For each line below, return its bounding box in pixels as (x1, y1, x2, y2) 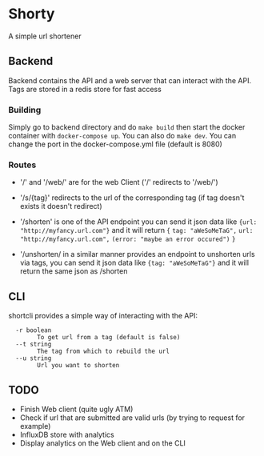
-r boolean (15, 326, 52, 334)
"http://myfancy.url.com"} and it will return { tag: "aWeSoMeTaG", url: (19, 226, 254, 235)
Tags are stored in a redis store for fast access (8, 84, 162, 94)
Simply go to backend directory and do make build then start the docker (8, 122, 246, 132)
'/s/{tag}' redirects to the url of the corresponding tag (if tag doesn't (19, 193, 245, 202)
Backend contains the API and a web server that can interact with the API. (8, 75, 252, 85)
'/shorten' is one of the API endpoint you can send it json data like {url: (19, 217, 258, 226)
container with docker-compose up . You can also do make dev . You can (8, 131, 237, 141)
